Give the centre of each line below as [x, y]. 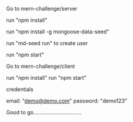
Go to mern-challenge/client [41, 66]
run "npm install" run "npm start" [46, 78]
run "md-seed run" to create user [47, 43]
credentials [20, 89]
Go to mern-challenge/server [42, 9]
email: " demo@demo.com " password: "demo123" [67, 101]
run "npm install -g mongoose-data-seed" [58, 32]
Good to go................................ [44, 112]
